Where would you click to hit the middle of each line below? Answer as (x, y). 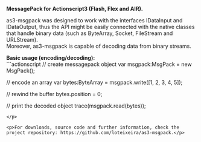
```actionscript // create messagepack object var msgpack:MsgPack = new (99, 64)
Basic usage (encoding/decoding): (51, 58)
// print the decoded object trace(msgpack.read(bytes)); (76, 106)
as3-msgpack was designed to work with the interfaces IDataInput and (94, 20)
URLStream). (22, 40)
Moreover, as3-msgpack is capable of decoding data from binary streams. (99, 46)
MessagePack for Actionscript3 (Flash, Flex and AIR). (75, 9)
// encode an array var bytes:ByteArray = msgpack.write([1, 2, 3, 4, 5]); (94, 82)
